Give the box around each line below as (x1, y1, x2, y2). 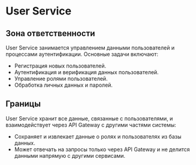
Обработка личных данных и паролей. (14, 81, 113, 89)
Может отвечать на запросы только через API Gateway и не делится (14, 146, 190, 153)
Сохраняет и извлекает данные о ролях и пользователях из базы (14, 132, 182, 140)
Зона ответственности (5, 28, 95, 39)
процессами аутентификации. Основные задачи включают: (5, 51, 159, 58)
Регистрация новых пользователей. (14, 62, 107, 69)
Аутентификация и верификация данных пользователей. (14, 69, 159, 76)
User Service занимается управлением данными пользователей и (5, 44, 175, 51)
